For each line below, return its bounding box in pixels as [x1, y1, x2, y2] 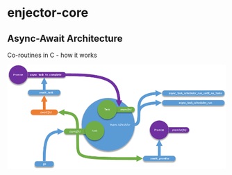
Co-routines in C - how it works [7, 51, 97, 59]
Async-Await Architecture [7, 33, 123, 44]
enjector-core [7, 5, 89, 21]
